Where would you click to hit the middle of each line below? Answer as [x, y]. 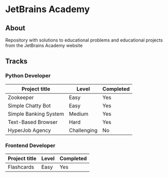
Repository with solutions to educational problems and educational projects [84, 40]
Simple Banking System [36, 114]
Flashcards [21, 167]
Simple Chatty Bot [29, 106]
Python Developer [28, 76]
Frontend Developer [30, 145]
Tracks [16, 61]
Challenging [83, 130]
